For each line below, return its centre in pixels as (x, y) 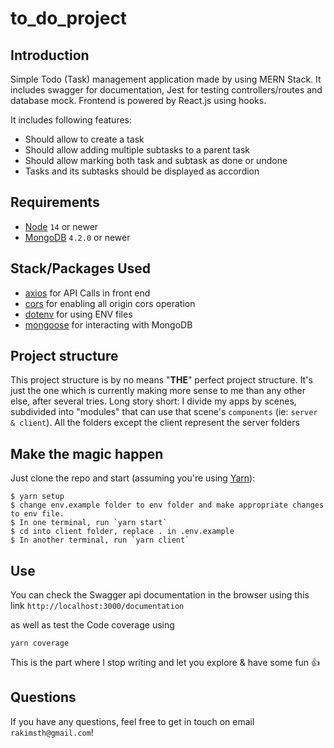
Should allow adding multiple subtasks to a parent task (137, 150)
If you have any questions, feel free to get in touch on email (132, 721)
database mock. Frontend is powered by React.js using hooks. (138, 100)
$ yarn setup (37, 497)
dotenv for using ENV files (78, 314)
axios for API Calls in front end (87, 293)
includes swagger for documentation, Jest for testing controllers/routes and (166, 90)
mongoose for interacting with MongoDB (108, 324)
